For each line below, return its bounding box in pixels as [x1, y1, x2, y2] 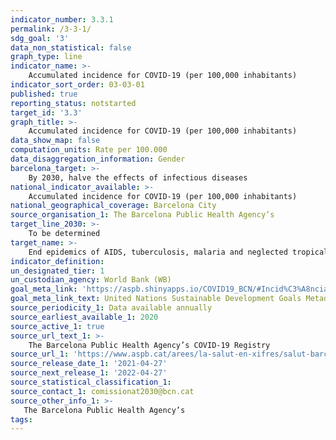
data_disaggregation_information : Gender [10, 154, 186, 164]
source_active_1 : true [10, 321, 105, 331]
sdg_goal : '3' [10, 33, 70, 43]
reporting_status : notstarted [10, 98, 137, 108]
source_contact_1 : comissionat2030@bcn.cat [10, 386, 195, 396]
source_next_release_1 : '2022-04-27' [10, 368, 168, 378]
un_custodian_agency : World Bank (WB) [10, 275, 172, 285]
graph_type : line [10, 52, 83, 62]
